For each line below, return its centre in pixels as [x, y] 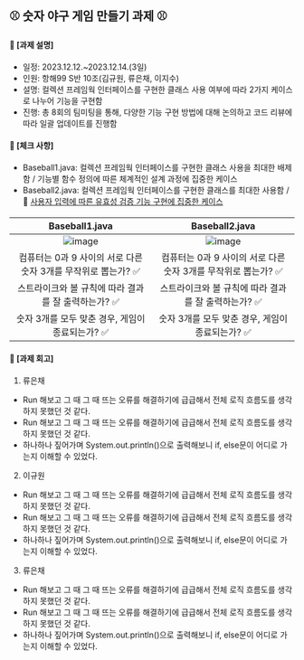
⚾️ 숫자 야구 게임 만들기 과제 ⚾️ [88, 16]
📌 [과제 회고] [32, 358]
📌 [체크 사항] [32, 146]
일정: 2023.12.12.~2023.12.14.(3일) [85, 67]
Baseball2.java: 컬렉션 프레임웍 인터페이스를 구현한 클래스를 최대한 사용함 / [156, 190]
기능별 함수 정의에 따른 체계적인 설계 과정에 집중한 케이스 [138, 178]
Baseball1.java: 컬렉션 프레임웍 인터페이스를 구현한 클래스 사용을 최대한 [149, 167]
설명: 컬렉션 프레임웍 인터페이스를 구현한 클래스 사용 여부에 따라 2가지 [146, 90]
